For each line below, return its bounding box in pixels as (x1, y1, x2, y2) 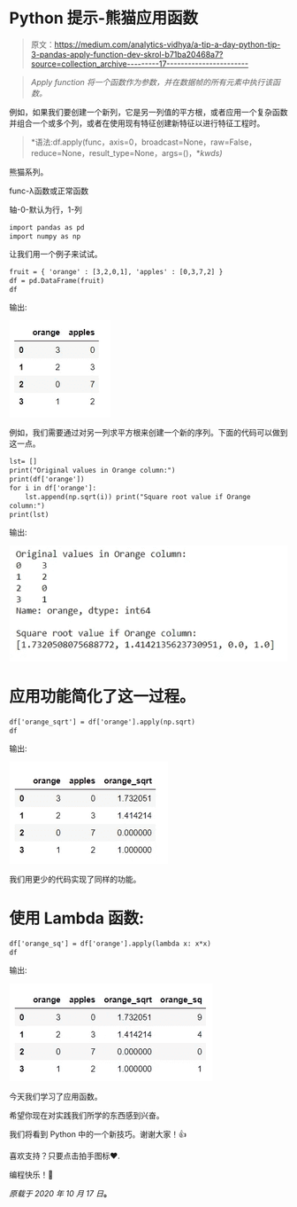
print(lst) (9, 510, 49, 519)
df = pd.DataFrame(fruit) (9, 276, 104, 285)
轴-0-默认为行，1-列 (9, 204, 82, 215)
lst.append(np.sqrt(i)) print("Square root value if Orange (25, 492, 251, 501)
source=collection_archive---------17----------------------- (30, 59, 249, 69)
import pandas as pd (9, 223, 86, 231)
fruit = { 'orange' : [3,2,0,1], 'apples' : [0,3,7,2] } (9, 267, 224, 276)
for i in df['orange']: (9, 483, 97, 492)
